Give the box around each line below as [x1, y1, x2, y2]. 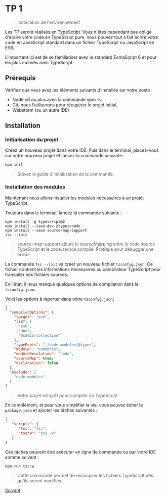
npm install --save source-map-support [5, 228, 87, 233]
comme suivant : [5, 454, 39, 460]
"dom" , [18, 328, 32, 333]
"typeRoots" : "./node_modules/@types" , [14, 342, 96, 347]
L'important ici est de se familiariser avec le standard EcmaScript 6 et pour [5, 54, 157, 60]
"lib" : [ [14, 319, 32, 324]
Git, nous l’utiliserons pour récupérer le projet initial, [12, 102, 118, 108]
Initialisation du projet [5, 136, 59, 143]
